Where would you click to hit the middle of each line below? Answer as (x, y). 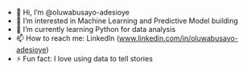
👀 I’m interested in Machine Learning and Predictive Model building (127, 21)
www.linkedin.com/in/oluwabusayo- (179, 38)
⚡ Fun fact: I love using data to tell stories (84, 59)
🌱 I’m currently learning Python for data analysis (96, 29)
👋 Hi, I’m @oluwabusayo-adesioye (73, 12)
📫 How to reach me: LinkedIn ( (68, 38)
